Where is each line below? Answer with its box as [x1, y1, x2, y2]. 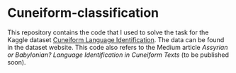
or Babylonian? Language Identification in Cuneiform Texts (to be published [7, 51, 229, 59]
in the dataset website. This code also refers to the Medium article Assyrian [7, 43, 228, 51]
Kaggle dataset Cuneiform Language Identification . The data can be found [7, 35, 225, 44]
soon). [7, 58, 26, 66]
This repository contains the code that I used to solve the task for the [7, 28, 209, 36]
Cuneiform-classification [7, 5, 159, 21]
